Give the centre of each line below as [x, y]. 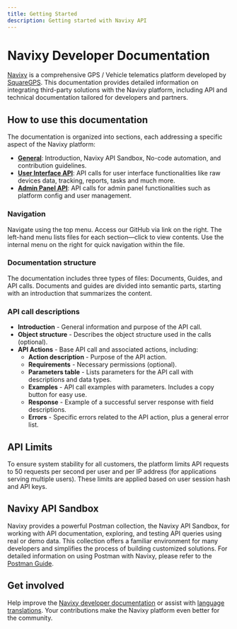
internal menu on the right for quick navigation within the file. [96, 244]
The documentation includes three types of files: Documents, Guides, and [115, 278]
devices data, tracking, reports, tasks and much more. [96, 180]
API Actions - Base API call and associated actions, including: [108, 350]
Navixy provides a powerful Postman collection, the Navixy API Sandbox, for [118, 526]
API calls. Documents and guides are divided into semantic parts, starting [114, 285]
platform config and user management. [75, 196]
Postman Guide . [31, 563]
